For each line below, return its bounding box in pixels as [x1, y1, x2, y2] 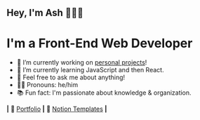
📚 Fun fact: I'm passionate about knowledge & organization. [16, 88, 192, 97]
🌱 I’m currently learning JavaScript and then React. [16, 66, 164, 74]
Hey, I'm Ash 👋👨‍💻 [6, 7, 84, 19]
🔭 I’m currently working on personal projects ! [16, 58, 147, 67]
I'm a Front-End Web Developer [6, 35, 193, 51]
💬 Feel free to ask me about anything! [16, 73, 126, 81]
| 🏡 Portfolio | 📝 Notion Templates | [6, 105, 107, 113]
